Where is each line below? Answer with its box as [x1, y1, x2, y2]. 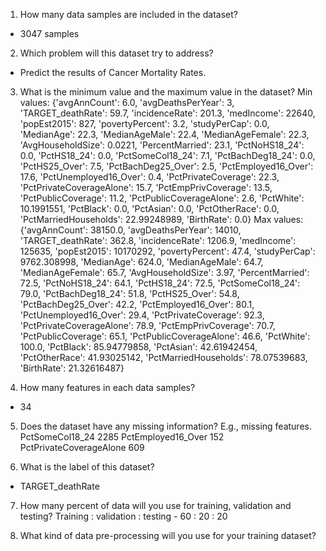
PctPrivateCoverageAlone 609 [19, 442, 145, 453]
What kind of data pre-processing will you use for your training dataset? [19, 530, 317, 541]
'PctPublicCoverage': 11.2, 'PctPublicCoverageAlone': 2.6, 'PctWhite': [19, 192, 305, 204]
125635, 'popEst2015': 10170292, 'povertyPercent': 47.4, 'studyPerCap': [19, 245, 316, 257]
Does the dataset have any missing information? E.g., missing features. [19, 420, 312, 432]
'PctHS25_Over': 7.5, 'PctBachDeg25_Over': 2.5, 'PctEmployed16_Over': [19, 160, 314, 172]
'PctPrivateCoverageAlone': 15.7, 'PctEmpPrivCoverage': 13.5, [19, 182, 273, 193]
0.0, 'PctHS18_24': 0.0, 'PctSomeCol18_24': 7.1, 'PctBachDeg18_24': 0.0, [19, 150, 316, 161]
